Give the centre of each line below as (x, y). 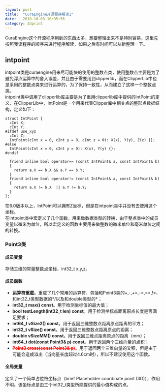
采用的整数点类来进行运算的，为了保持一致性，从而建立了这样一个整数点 (82, 85)
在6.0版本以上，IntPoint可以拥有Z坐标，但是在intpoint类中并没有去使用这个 (81, 206)
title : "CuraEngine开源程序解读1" (39, 14)
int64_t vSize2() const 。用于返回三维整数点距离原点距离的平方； (79, 324)
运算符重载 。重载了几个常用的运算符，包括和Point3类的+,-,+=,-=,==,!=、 (86, 293)
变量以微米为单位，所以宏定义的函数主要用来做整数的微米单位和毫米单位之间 (83, 224)
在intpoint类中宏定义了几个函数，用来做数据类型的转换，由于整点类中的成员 (82, 218)
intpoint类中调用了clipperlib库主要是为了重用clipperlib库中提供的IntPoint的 (80, 97)
